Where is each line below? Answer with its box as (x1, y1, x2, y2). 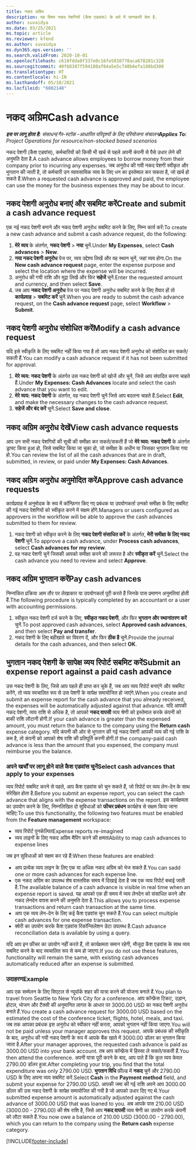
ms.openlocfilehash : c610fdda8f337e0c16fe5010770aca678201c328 (6, 58, 164, 64)
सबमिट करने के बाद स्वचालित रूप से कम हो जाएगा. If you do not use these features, (6, 947, 179, 954)
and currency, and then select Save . (14, 280, 103, 287)
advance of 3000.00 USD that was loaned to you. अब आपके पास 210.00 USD (6, 1100, 184, 1108)
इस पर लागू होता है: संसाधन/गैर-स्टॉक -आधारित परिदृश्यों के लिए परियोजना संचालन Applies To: (6, 130, 187, 137)
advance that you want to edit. (14, 386, 89, 393)
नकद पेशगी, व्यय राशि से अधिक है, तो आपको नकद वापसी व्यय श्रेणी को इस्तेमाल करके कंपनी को (6, 708, 181, 716)
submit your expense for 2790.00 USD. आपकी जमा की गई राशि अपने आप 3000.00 (6, 1080, 187, 1088)
